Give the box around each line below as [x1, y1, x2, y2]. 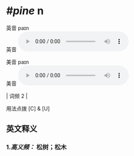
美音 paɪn [6, 58, 30, 66]
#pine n [6, 4, 44, 18]
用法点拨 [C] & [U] [6, 105, 50, 112]
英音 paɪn [6, 24, 30, 31]
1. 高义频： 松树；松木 [6, 143, 67, 151]
